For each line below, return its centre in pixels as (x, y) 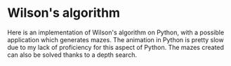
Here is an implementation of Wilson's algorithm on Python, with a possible (116, 32)
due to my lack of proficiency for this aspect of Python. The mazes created (116, 47)
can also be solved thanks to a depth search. (72, 55)
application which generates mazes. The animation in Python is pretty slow (115, 39)
